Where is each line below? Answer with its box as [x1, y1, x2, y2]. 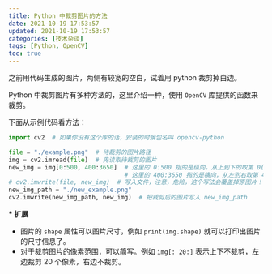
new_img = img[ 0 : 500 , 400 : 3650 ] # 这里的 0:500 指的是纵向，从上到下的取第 [8, 163, 253, 171]
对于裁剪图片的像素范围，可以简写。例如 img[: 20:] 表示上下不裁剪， [19, 246, 253, 256]
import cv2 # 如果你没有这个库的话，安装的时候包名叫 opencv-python [8, 134, 225, 142]
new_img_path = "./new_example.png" [8, 186, 132, 195]
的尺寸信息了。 [19, 237, 70, 246]
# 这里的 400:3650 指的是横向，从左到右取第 [124, 171, 259, 179]
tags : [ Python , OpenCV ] [8, 42, 89, 50]
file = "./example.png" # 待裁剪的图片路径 [8, 148, 151, 156]
